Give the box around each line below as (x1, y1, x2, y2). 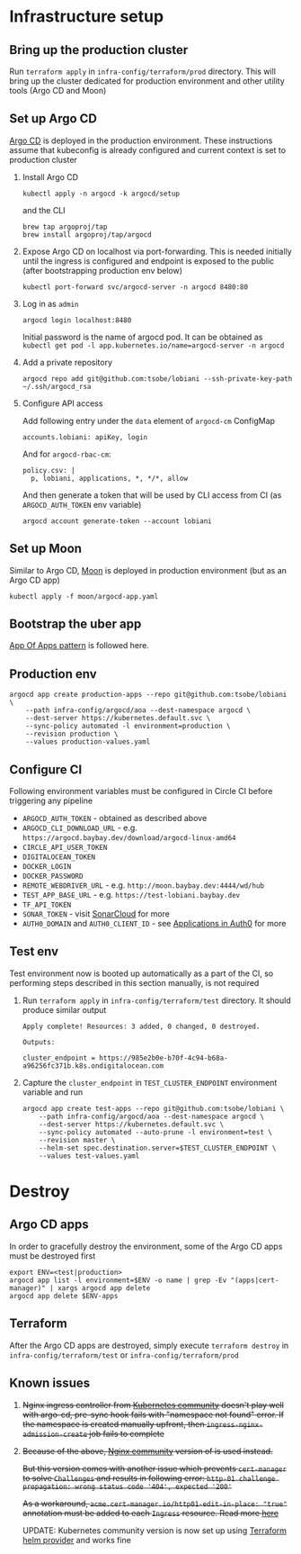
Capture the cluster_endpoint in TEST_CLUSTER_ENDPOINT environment (22, 1077, 278, 1088)
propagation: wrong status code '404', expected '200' (22, 1482, 233, 1491)
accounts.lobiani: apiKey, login (22, 432, 148, 442)
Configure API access (22, 398, 103, 409)
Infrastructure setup (9, 6, 164, 27)
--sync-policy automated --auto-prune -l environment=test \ (39, 1127, 272, 1136)
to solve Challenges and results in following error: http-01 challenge (22, 1472, 276, 1483)
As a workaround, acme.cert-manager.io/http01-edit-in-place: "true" (22, 1497, 288, 1509)
